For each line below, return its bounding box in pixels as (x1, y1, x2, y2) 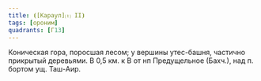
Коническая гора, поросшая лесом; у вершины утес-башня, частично (8, 48, 246, 57)
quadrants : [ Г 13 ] (8, 26, 66, 34)
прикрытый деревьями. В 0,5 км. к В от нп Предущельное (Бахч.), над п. (8, 56, 254, 65)
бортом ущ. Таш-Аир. (8, 64, 81, 74)
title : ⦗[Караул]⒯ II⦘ (8, 11, 85, 20)
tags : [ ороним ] (8, 19, 59, 27)
